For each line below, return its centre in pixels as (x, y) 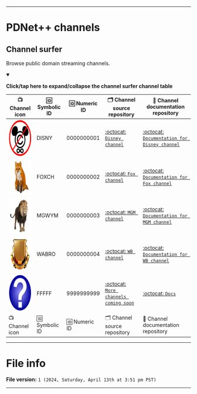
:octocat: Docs (159, 293)
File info (26, 363)
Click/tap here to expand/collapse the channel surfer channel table (89, 86)
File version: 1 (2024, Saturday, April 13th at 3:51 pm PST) (81, 379)
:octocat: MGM (120, 212)
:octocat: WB (119, 251)
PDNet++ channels (53, 28)
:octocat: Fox (120, 173)
